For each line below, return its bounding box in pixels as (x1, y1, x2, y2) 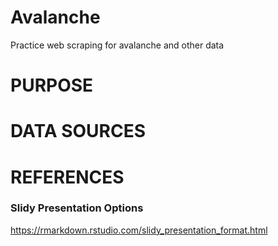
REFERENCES (10, 166, 125, 188)
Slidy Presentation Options (10, 201, 144, 215)
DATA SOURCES (10, 120, 147, 143)
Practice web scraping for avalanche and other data (10, 39, 225, 51)
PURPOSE (10, 74, 94, 97)
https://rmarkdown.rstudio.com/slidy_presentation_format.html (10, 224, 268, 236)
